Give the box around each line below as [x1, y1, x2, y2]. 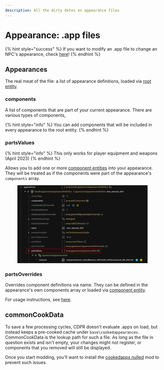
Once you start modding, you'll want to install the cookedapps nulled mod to [5, 354, 160, 360]
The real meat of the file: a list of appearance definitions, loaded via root [5, 79, 151, 84]
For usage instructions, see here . [5, 297, 72, 303]
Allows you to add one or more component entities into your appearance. [5, 165, 153, 171]
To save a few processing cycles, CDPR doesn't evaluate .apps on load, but [5, 324, 158, 330]
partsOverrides [5, 270, 43, 277]
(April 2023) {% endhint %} [5, 155, 60, 161]
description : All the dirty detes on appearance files [5, 8, 120, 13]
